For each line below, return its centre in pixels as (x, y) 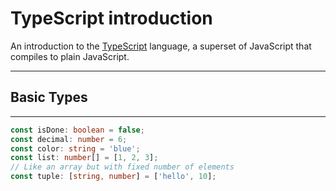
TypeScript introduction (111, 18)
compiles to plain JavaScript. (70, 56)
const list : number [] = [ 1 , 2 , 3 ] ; (84, 158)
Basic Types (49, 97)
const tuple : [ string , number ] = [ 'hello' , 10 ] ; (113, 177)
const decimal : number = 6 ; (69, 139)
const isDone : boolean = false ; (77, 130)
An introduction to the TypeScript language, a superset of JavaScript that (161, 46)
